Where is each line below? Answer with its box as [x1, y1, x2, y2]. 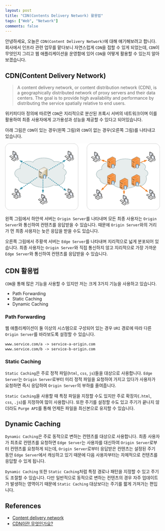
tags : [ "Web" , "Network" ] [5, 18, 58, 23]
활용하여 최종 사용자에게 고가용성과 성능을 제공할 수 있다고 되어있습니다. [5, 116, 143, 123]
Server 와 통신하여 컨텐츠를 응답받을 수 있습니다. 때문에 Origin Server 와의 [5, 222, 148, 228]
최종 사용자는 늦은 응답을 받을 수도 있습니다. [15, 228, 100, 234]
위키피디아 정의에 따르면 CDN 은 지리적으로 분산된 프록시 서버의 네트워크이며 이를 [5, 111, 157, 116]
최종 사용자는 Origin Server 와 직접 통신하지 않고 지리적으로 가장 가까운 [19, 245, 157, 251]
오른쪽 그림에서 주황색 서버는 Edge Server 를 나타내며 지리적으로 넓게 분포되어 [5, 238, 154, 244]
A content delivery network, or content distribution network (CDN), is [17, 84, 157, 91]
